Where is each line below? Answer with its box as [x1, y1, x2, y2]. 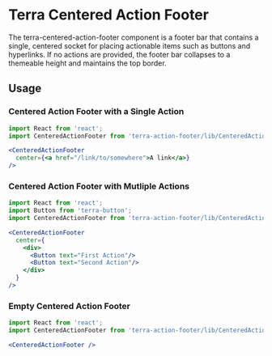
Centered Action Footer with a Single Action [8, 106, 185, 117]
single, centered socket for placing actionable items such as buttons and [8, 40, 251, 50]
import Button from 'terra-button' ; [8, 206, 132, 215]
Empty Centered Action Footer [8, 300, 131, 311]
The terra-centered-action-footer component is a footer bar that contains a [8, 32, 259, 42]
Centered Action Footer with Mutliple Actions [8, 180, 190, 192]
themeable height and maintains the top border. [8, 58, 168, 68]
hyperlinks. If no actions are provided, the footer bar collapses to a [8, 49, 231, 59]
